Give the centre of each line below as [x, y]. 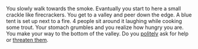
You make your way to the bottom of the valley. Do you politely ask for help [98, 34]
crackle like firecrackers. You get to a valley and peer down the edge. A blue [99, 15]
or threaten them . [27, 40]
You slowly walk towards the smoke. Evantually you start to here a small [94, 9]
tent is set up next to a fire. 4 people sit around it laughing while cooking [94, 21]
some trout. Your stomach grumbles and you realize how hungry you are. [95, 27]
